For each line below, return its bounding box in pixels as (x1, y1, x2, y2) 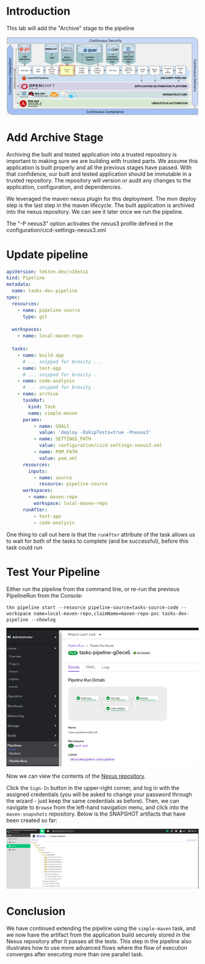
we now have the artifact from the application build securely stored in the (6, 931, 190, 938)
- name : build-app (17, 352, 64, 358)
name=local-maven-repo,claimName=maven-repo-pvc (33, 611, 160, 617)
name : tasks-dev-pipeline (12, 288, 78, 294)
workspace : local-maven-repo (33, 501, 108, 507)
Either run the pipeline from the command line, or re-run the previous (6, 585, 180, 593)
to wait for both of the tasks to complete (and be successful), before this (6, 537, 189, 545)
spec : (6, 294, 20, 300)
